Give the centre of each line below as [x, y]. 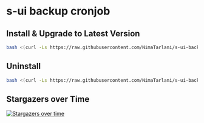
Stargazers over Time [48, 99]
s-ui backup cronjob [58, 11]
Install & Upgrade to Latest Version [73, 34]
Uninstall [24, 66]
